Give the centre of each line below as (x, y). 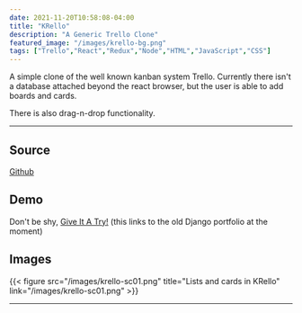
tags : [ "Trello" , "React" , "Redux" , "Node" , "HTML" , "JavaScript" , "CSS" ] (140, 51)
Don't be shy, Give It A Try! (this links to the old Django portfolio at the (138, 221)
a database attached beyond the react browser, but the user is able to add (147, 86)
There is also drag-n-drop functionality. (82, 113)
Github (22, 171)
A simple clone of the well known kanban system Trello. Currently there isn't (151, 76)
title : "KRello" (40, 26)
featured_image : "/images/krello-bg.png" (88, 43)
